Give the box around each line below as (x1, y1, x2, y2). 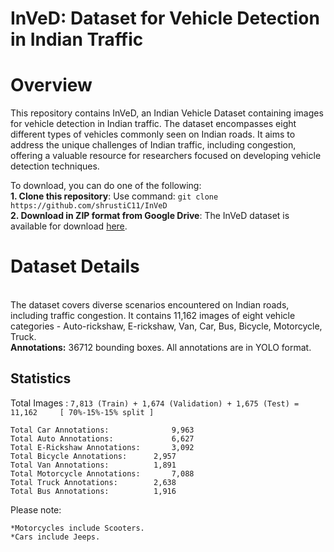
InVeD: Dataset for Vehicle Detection (10, 7, 320, 30)
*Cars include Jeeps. (10, 532, 101, 542)
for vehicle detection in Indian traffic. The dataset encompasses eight (10, 118, 297, 130)
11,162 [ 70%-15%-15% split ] (10, 407, 155, 417)
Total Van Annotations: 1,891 (10, 460, 177, 470)
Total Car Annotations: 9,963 (10, 425, 195, 435)
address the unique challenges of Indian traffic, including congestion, (10, 139, 297, 151)
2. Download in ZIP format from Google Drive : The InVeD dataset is (10, 210, 290, 222)
